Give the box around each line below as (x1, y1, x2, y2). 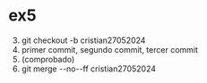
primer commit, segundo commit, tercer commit (21, 44, 199, 54)
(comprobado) (21, 54, 75, 64)
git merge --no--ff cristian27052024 (21, 63, 157, 74)
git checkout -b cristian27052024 (21, 35, 146, 46)
